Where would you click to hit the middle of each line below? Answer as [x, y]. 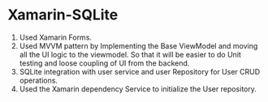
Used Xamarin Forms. [56, 37]
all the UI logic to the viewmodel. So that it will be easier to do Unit [130, 54]
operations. [39, 80]
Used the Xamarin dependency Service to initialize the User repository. [138, 89]
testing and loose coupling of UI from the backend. [104, 63]
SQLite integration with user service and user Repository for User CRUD [140, 71]
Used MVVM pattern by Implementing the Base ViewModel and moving [138, 45]
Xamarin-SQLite [63, 15]
